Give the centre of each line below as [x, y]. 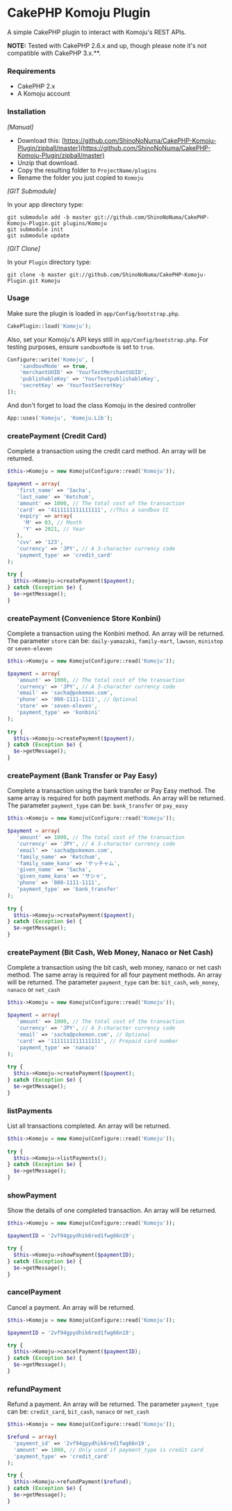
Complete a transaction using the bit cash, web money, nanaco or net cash [114, 968]
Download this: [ [41, 140]
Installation [27, 111]
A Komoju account [44, 94]
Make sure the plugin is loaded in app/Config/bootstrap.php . [94, 313]
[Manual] [20, 127]
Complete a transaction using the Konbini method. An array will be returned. [116, 633]
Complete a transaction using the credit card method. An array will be [107, 451]
